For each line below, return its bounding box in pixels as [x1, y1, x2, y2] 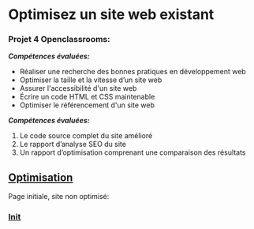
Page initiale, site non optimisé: [8, 192, 110, 201]
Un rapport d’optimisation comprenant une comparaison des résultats [19, 148, 246, 157]
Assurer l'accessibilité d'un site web [19, 84, 137, 93]
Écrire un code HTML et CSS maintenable [19, 92, 155, 102]
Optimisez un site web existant [8, 6, 215, 24]
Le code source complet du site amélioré [19, 131, 153, 141]
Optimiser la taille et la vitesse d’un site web [19, 75, 162, 84]
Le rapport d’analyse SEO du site [19, 140, 126, 149]
